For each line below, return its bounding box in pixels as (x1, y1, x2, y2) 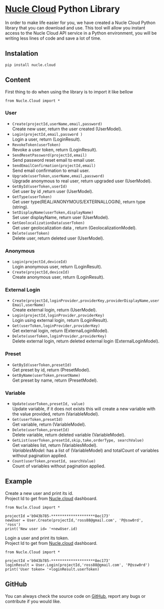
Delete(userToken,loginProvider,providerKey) (12, 334, 107, 339)
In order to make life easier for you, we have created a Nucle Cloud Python (5, 20, 156, 25)
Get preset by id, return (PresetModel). (12, 366, 91, 373)
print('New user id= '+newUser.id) (5, 526, 78, 531)
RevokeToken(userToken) (12, 142, 61, 147)
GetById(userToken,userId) (12, 184, 68, 189)
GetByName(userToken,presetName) (12, 373, 81, 378)
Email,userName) (12, 303, 46, 308)
